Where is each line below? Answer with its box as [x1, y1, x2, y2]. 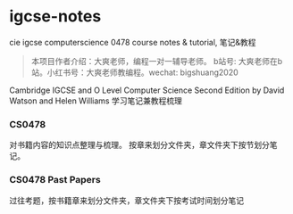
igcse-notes [9, 6, 102, 27]
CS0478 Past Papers [9, 174, 101, 186]
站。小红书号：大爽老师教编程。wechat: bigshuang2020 [30, 67, 239, 78]
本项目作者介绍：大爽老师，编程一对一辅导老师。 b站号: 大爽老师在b [30, 55, 283, 66]
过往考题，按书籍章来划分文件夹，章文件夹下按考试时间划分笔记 [9, 194, 244, 206]
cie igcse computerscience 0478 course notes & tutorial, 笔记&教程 [9, 37, 256, 47]
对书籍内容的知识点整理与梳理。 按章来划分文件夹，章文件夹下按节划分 [9, 140, 270, 151]
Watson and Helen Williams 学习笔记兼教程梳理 [9, 95, 183, 106]
